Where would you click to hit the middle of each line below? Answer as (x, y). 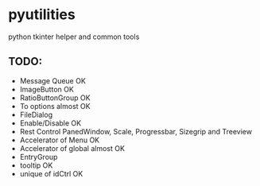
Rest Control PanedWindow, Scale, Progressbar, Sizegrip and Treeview (136, 131)
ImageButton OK (47, 89)
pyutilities (42, 15)
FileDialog (36, 114)
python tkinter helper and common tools (74, 37)
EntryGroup (39, 157)
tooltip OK (36, 165)
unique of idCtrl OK (51, 173)
